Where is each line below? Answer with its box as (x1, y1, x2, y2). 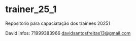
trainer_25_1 (5, 4, 57, 15)
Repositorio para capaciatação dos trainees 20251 (5, 20, 111, 26)
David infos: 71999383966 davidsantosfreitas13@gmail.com (5, 30, 131, 36)
